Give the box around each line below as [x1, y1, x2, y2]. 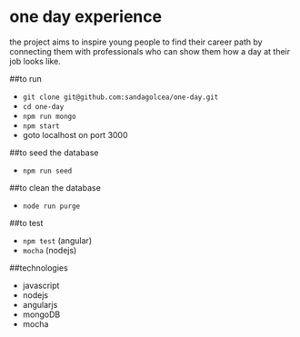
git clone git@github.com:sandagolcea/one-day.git [22, 93, 219, 102]
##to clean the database [9, 182, 102, 193]
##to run [9, 73, 43, 84]
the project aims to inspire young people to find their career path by [9, 36, 263, 47]
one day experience [9, 6, 162, 27]
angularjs [22, 299, 58, 310]
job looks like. [9, 55, 61, 66]
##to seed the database [9, 147, 99, 158]
